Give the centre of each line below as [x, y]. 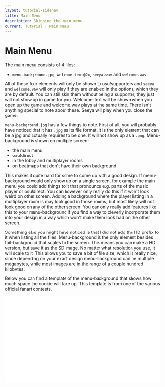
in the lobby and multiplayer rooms [47, 161]
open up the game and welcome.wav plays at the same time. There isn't [78, 105]
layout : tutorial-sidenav [32, 10]
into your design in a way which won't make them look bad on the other [78, 218]
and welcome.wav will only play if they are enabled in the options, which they [82, 89]
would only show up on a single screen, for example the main [93, 181]
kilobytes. [15, 269]
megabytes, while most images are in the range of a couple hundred [74, 264]
